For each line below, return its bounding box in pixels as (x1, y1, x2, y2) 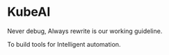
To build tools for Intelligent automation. (7, 40, 121, 48)
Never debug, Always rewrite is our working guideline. (7, 27, 163, 35)
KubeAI (7, 4, 51, 20)
